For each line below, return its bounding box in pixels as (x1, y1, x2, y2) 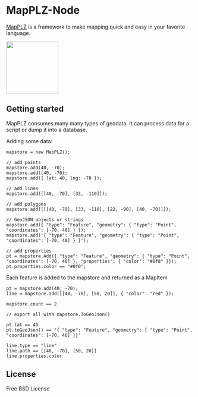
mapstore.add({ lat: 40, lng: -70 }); (6, 175, 102, 181)
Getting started (6, 104, 64, 114)
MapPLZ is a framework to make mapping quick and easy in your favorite (6, 23, 186, 30)
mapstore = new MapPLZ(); (6, 149, 70, 155)
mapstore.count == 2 (6, 301, 58, 307)
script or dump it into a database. (6, 126, 87, 133)
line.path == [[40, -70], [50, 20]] (6, 348, 97, 354)
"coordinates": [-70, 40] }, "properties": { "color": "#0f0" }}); (6, 258, 177, 264)
